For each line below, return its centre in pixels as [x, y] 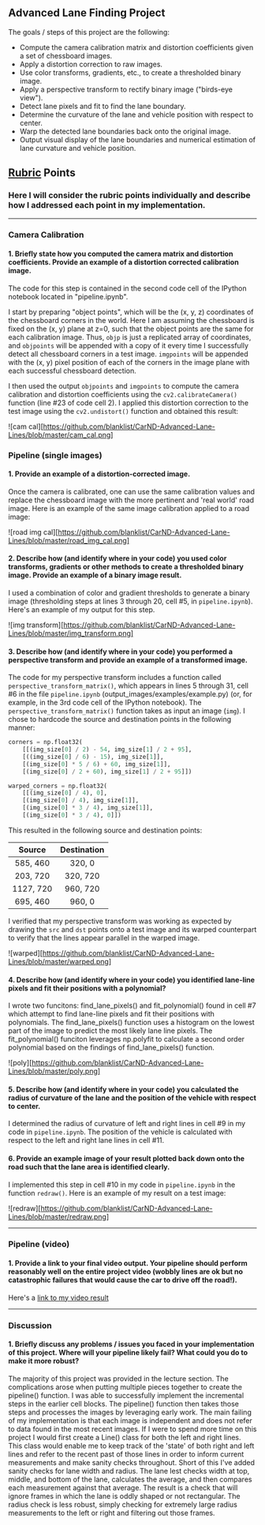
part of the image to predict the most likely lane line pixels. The [110, 1031]
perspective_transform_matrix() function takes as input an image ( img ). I [127, 711]
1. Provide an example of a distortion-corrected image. [99, 474]
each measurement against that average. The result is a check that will [123, 1487]
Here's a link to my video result [58, 1298]
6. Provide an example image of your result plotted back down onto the [127, 1158]
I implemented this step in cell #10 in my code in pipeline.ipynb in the [122, 1185]
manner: [22, 728]
